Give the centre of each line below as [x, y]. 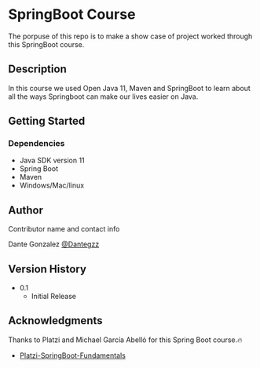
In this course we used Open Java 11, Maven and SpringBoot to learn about [130, 88]
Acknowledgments [56, 321]
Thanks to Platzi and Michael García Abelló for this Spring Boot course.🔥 [125, 340]
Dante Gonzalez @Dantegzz [54, 244]
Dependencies [37, 144]
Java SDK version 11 [52, 160]
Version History [47, 269]
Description [37, 69]
